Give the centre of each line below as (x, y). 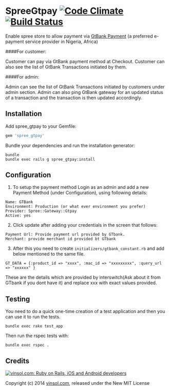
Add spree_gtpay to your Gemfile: (41, 126)
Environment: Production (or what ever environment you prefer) (75, 207)
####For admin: (22, 76)
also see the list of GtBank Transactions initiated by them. (66, 67)
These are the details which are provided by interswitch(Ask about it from (83, 278)
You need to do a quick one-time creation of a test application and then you (85, 311)
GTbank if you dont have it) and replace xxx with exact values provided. (81, 283)
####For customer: (26, 51)
